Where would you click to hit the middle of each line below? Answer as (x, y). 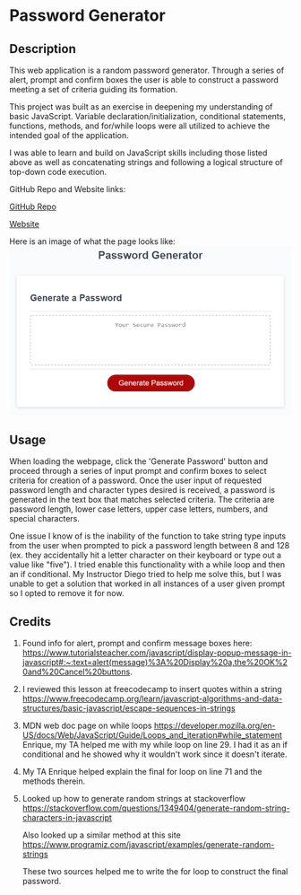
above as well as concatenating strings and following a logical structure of (146, 162)
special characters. (45, 519)
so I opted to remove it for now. (67, 593)
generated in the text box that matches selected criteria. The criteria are (142, 500)
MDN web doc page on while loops (87, 726)
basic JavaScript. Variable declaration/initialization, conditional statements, (148, 116)
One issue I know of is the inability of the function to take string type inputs (148, 536)
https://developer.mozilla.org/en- (215, 726)
